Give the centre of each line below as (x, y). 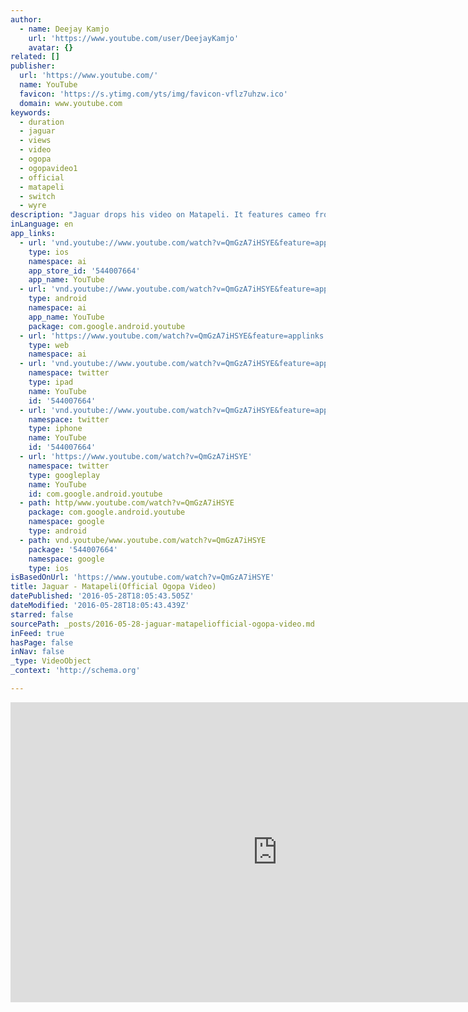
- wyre (33, 206)
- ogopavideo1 (48, 168)
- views (35, 141)
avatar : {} (51, 47)
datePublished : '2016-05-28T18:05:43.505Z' (102, 596)
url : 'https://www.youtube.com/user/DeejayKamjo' (134, 38)
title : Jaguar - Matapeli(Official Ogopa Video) (113, 587)
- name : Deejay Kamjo (64, 29)
